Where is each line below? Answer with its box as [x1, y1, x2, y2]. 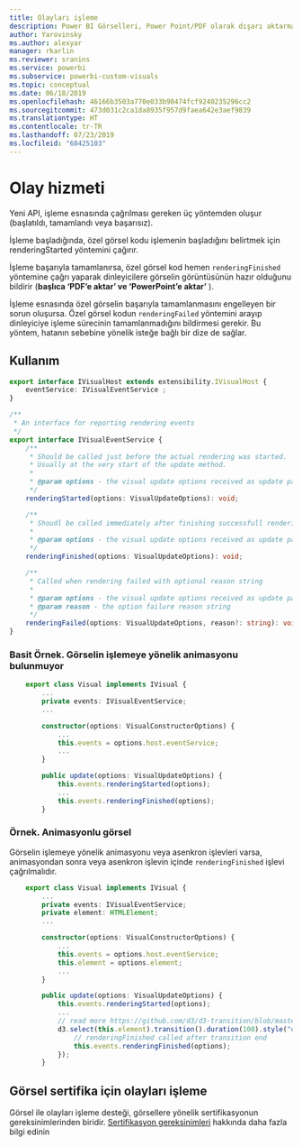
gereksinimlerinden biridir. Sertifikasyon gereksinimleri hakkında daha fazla [9, 1117, 288, 1128]
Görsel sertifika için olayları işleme [9, 1083, 208, 1098]
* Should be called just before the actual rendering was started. [29, 452, 288, 461]
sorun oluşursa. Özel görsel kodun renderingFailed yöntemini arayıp [9, 307, 262, 318]
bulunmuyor [9, 659, 65, 672]
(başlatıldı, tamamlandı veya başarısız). [9, 217, 154, 228]
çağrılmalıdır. [9, 866, 58, 876]
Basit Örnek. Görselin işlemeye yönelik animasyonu [9, 648, 238, 661]
